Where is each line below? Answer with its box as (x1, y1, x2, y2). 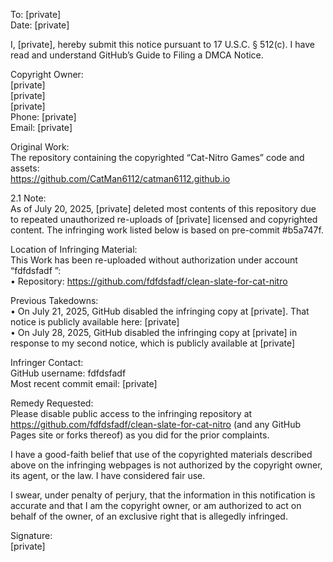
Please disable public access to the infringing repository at (10, 408, 253, 419)
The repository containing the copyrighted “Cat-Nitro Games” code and (10, 152, 305, 163)
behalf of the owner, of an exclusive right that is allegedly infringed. (10, 510, 288, 522)
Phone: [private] (10, 111, 77, 123)
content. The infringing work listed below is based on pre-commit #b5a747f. (10, 224, 324, 236)
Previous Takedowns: (10, 295, 99, 306)
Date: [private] (10, 19, 70, 31)
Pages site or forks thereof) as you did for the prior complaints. (10, 429, 270, 441)
